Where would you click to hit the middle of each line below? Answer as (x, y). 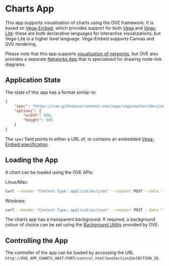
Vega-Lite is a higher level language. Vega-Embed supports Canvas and (80, 39)
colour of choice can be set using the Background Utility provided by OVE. (82, 225)
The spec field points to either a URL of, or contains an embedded (73, 139)
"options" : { (28, 111)
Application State (33, 80)
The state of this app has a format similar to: (51, 92)
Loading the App (32, 160)
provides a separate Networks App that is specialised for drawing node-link (83, 59)
